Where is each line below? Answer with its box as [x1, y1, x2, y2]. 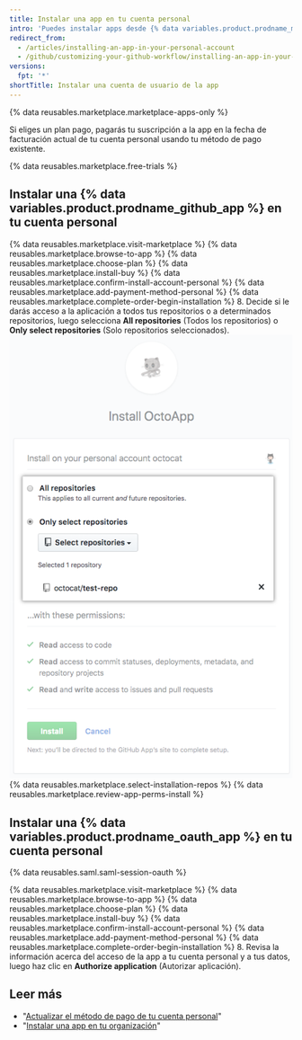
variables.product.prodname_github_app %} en [9, 200, 282, 216]
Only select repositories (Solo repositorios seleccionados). [9, 324, 230, 335]
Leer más [9, 987, 63, 1002]
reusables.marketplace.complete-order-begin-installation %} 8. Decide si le [9, 296, 289, 307]
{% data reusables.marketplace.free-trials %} [9, 160, 178, 171]
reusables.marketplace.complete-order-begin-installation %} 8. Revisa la [9, 942, 280, 952]
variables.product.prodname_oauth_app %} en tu [9, 829, 293, 844]
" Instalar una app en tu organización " [22, 1020, 161, 1031]
